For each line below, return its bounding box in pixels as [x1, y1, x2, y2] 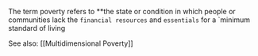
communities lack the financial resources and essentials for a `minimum [8, 15, 251, 24]
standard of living [8, 24, 66, 32]
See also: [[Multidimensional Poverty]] [8, 39, 133, 48]
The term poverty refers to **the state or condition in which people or [8, 7, 236, 16]
